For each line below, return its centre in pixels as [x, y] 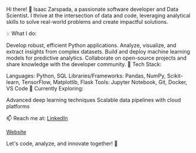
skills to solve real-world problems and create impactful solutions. [87, 22]
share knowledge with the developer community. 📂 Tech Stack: [84, 64]
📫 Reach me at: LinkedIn [37, 118]
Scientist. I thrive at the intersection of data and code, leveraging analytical [98, 15]
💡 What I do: [22, 33]
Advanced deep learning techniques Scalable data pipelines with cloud [94, 100]
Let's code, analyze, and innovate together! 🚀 [62, 143]
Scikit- [175, 76]
